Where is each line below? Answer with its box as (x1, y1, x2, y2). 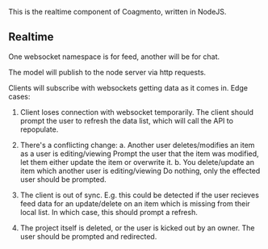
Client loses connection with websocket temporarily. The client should (19, 107, 254, 116)
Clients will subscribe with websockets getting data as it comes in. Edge (8, 82, 249, 92)
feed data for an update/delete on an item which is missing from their (19, 198, 250, 209)
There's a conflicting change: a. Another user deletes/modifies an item (19, 140, 255, 150)
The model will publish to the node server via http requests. (8, 67, 207, 77)
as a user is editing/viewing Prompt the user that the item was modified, (19, 149, 260, 158)
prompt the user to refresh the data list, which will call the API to (19, 116, 234, 125)
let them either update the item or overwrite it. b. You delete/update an (19, 157, 254, 167)
